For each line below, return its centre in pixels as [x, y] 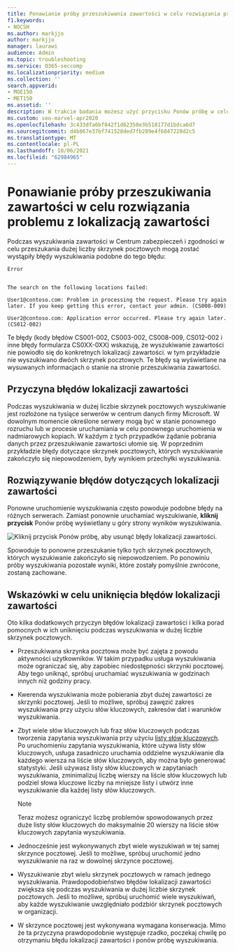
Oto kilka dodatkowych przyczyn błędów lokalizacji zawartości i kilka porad [116, 623]
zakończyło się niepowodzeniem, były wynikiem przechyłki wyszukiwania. [114, 458]
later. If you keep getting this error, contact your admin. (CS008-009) [117, 306]
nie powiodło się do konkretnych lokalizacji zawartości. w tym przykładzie [114, 352]
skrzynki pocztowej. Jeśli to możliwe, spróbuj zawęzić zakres [106, 702]
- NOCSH [19, 27]
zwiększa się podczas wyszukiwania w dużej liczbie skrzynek [106, 889]
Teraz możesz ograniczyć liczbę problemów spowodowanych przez [115, 818]
